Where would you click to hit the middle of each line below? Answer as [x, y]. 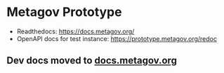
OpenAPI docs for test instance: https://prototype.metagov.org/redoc [117, 38]
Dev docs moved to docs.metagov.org [92, 61]
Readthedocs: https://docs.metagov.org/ [75, 31]
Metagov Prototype [64, 12]
